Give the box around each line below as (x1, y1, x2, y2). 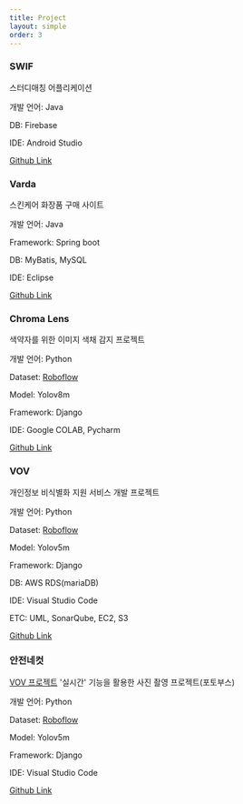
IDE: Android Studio (9, 137, 83, 148)
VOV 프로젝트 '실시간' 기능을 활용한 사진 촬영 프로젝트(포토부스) (9, 677, 236, 688)
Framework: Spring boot (9, 236, 100, 247)
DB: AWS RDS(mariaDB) (9, 577, 100, 588)
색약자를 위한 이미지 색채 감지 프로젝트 (9, 334, 145, 346)
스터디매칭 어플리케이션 (9, 82, 92, 93)
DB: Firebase (9, 119, 58, 130)
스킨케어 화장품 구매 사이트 (9, 199, 104, 210)
